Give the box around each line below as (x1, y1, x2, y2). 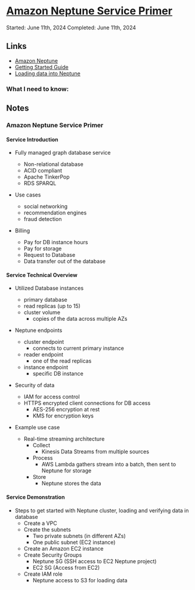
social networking (23, 203, 68, 210)
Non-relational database (23, 161, 83, 168)
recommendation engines (23, 209, 87, 216)
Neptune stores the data (41, 480, 101, 487)
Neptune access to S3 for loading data (32, 576, 128, 583)
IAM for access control (23, 393, 80, 401)
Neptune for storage (41, 467, 92, 474)
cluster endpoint (23, 339, 64, 346)
